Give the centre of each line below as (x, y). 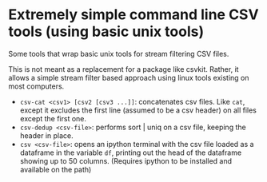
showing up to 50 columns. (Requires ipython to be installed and (126, 160)
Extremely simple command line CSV (133, 15)
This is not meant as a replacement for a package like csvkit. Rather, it (124, 69)
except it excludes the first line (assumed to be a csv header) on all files (138, 110)
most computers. (36, 86)
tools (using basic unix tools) (106, 32)
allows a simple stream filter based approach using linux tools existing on (129, 77)
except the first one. (53, 118)
